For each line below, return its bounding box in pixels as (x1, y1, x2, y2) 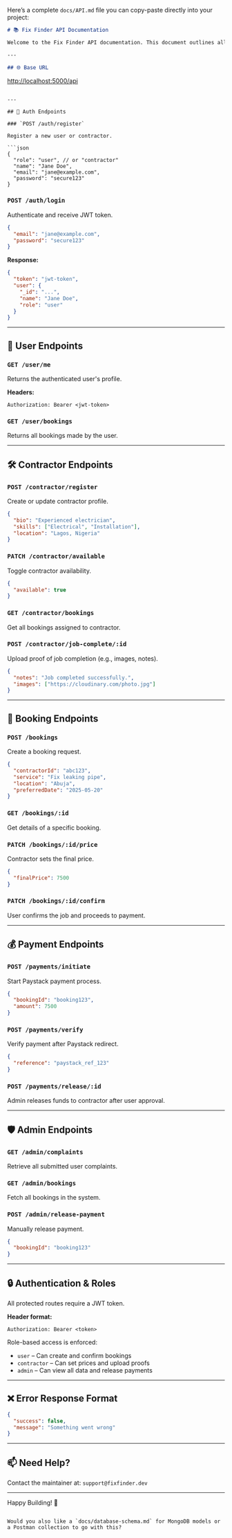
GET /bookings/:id (7, 809, 69, 817)
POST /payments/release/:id (7, 1082, 101, 1090)
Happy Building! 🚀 (7, 1499, 59, 1507)
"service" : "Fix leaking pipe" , (13, 773, 107, 780)
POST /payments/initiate (7, 963, 91, 971)
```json (7, 145, 30, 152)
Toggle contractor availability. (7, 567, 92, 575)
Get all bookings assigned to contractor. (7, 623, 121, 632)
